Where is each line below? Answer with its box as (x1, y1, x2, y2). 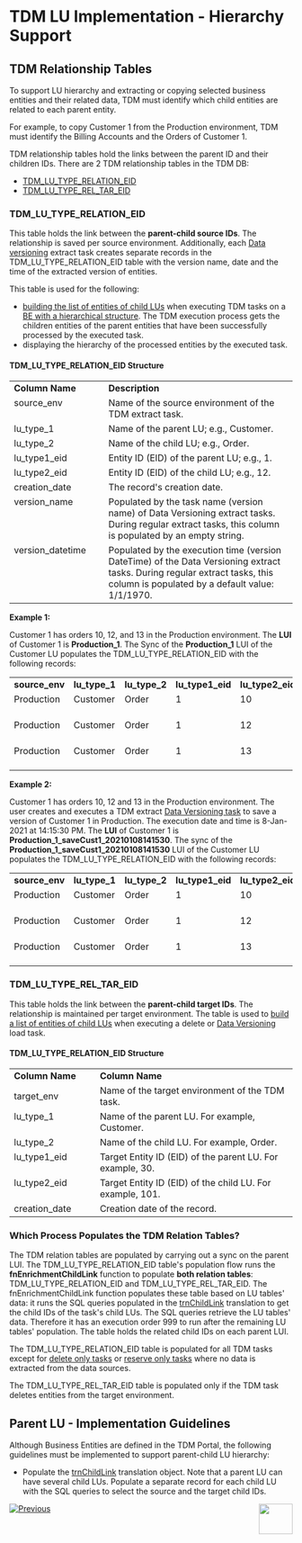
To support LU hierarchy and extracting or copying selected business (9, 85, 266, 95)
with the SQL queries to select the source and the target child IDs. (22, 1486, 267, 1497)
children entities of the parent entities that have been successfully (22, 320, 268, 331)
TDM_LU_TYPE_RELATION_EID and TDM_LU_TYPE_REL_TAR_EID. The (9, 1278, 268, 1289)
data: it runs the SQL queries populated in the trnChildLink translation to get (9, 1297, 289, 1308)
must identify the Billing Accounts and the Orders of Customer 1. (9, 131, 247, 141)
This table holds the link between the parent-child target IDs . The (9, 999, 253, 1009)
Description (108, 381, 160, 394)
